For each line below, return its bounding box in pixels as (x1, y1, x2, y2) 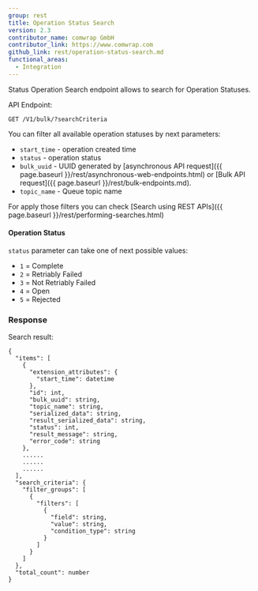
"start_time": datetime (36, 375, 114, 383)
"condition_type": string (50, 527, 136, 536)
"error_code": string (28, 438, 101, 446)
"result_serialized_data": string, (28, 416, 147, 425)
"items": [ (15, 355, 51, 363)
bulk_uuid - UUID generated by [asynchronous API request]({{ (19, 161, 222, 171)
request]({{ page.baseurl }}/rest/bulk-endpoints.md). (19, 178, 192, 187)
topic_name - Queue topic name (19, 186, 122, 196)
